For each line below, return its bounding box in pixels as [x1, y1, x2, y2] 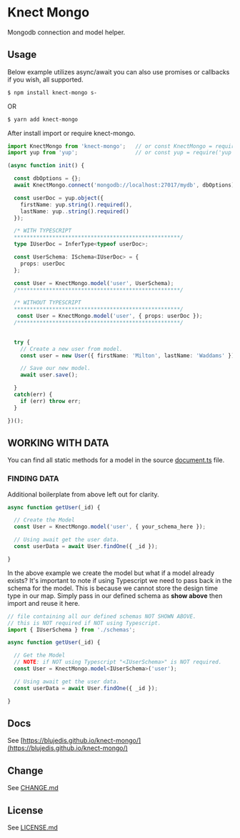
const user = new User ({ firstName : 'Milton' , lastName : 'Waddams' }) [20, 351, 235, 359]
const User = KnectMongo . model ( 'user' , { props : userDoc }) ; [16, 312, 203, 320]
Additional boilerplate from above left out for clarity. [7, 490, 159, 499]
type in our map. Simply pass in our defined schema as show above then [7, 591, 223, 600]
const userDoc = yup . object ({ [14, 194, 104, 201]
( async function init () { [7, 162, 84, 169]
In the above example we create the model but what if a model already [7, 569, 215, 577]
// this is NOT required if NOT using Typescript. [7, 619, 161, 627]
